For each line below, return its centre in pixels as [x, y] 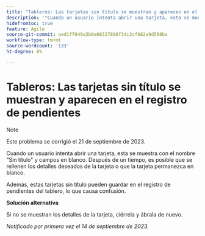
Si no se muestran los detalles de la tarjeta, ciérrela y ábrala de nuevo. [95, 214]
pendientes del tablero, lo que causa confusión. [66, 191]
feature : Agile [26, 29]
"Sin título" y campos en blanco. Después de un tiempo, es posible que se [99, 159]
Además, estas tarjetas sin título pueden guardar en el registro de [88, 184]
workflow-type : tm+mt [34, 40]
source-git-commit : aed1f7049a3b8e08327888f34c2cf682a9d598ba [87, 35]
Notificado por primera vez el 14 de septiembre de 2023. [78, 226]
